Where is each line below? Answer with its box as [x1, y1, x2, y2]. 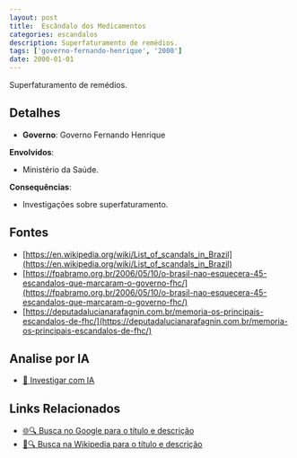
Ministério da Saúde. [22, 163, 99, 175]
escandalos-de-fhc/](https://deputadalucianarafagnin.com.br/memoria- [22, 315, 289, 326]
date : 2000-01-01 [9, 55, 74, 64]
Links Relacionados [9, 401, 121, 416]
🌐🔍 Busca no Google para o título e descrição [22, 426, 195, 436]
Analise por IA [9, 351, 90, 366]
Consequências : [9, 181, 72, 192]
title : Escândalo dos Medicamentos [9, 22, 146, 31]
